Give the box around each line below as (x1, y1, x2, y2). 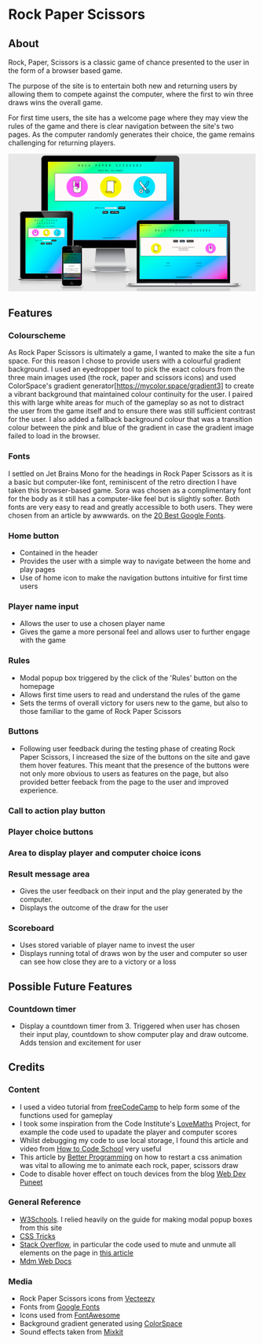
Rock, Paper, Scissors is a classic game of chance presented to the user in (8, 57, 250, 67)
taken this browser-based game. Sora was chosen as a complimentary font (8, 485, 251, 495)
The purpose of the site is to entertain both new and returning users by (8, 81, 238, 90)
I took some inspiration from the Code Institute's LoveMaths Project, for (19, 1119, 251, 1128)
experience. (19, 786, 59, 795)
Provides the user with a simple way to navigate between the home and (19, 556, 251, 566)
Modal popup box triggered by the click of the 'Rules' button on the (19, 673, 238, 683)
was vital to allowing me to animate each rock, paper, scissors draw (19, 1160, 239, 1170)
